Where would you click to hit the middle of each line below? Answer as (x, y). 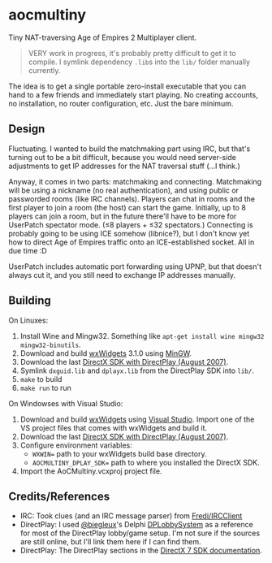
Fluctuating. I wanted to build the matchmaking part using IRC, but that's (130, 149)
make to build (41, 379)
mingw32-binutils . (50, 344)
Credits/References (59, 496)
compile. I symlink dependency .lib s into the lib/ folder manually (139, 62)
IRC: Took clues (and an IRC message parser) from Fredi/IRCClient (131, 516)
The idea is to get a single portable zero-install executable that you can (127, 86)
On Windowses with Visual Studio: (66, 403)
